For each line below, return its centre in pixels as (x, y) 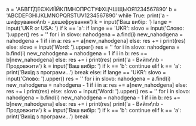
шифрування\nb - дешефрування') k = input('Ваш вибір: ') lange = (89, 22)
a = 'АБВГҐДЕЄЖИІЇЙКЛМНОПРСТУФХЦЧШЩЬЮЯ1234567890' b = (92, 9)
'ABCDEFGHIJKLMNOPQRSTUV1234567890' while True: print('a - (88, 15)
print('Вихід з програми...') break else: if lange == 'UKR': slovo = (86, 72)
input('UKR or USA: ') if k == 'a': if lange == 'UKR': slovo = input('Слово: (95, 28)
